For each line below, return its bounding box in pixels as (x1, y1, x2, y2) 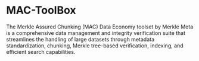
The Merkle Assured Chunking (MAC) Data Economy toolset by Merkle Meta (6, 23, 194, 30)
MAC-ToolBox (6, 4, 76, 17)
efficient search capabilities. (6, 48, 76, 55)
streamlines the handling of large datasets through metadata (6, 36, 155, 43)
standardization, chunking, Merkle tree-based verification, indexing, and (6, 42, 184, 49)
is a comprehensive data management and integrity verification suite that (6, 29, 186, 36)
